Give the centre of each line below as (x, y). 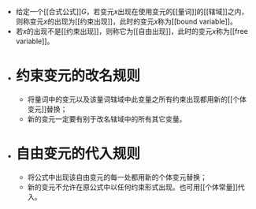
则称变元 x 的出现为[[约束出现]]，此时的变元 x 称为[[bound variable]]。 (126, 21)
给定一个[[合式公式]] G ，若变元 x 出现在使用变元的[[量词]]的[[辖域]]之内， (132, 11)
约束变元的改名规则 (78, 76)
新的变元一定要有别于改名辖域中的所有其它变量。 (107, 119)
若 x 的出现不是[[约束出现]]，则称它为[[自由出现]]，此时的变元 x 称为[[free (132, 31)
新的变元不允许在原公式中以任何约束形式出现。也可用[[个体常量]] (133, 187)
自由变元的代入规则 (78, 154)
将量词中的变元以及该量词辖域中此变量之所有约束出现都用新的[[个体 (137, 99)
